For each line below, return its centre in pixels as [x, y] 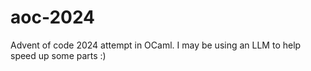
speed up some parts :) [58, 55]
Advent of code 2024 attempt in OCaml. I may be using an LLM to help [156, 45]
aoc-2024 [53, 17]
